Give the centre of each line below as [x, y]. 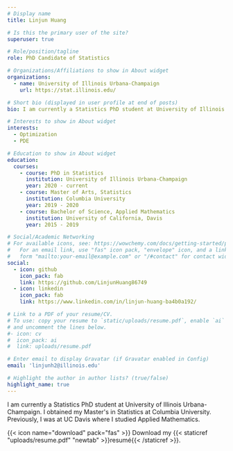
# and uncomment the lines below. [57, 327]
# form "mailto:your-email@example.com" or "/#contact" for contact [111, 256]
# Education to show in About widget [62, 154]
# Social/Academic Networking [51, 237]
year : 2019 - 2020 [52, 205]
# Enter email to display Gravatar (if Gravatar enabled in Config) [108, 359]
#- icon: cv [24, 334]
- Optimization [35, 135]
